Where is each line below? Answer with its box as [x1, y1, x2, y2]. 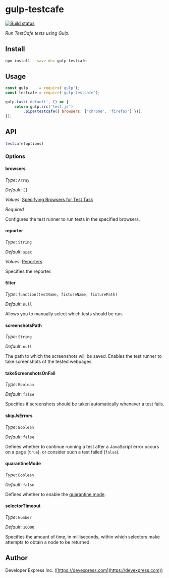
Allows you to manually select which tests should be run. [5, 310, 124, 317]
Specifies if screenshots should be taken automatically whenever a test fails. [5, 401, 164, 407]
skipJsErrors [5, 412, 33, 419]
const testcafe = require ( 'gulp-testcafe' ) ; [5, 90, 100, 96]
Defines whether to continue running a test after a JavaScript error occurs [5, 443, 159, 449]
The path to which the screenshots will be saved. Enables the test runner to [5, 353, 162, 359]
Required [5, 206, 24, 212]
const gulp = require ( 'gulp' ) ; [5, 86, 80, 91]
